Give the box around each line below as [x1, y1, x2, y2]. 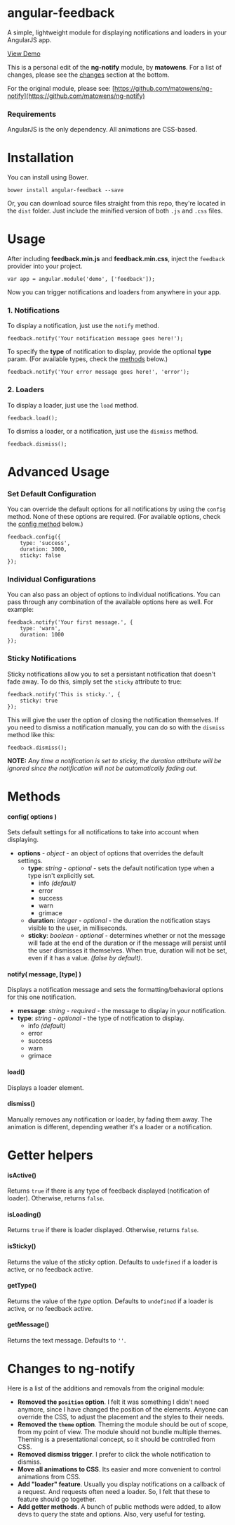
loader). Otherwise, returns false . [7, 1194, 105, 1203]
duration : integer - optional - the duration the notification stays [27, 917, 210, 925]
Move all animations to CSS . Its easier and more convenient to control [17, 1464, 221, 1473]
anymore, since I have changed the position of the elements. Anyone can [17, 1405, 229, 1413]
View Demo [7, 49, 41, 58]
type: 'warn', [20, 625, 61, 632]
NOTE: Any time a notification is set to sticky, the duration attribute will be [7, 756, 222, 765]
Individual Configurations [7, 575, 96, 584]
